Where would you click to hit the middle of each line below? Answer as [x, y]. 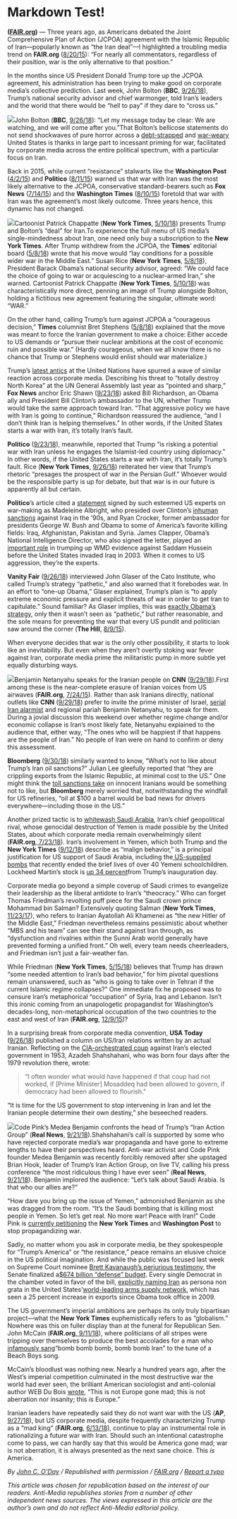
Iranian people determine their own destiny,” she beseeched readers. [108, 1113]
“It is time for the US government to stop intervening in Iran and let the [109, 1105]
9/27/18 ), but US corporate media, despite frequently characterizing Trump [116, 1420]
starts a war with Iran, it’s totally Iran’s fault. [70, 430]
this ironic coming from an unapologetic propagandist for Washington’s [110, 1004]
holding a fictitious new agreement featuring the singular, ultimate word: [112, 298]
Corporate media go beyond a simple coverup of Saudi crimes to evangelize [118, 885]
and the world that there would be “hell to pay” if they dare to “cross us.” [113, 105]
